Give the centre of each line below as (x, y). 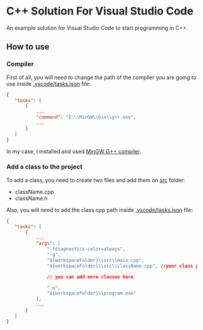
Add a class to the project (44, 167)
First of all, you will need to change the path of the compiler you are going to (101, 77)
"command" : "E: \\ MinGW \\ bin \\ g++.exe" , (86, 117)
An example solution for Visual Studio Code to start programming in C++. (97, 28)
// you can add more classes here (90, 277)
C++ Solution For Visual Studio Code (100, 11)
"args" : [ (48, 244)
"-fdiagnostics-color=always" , (86, 249)
